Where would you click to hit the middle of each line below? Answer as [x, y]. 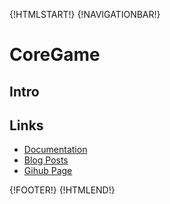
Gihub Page [48, 171]
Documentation [55, 150]
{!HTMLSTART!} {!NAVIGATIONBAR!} [85, 14]
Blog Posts [46, 160]
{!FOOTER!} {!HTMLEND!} [62, 190]
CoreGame [55, 55]
